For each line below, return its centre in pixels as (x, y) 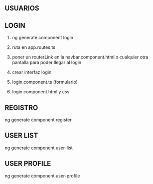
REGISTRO (21, 108)
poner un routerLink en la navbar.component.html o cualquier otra (80, 57)
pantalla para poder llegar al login (47, 63)
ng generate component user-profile (42, 175)
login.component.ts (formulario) (45, 82)
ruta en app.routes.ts (34, 47)
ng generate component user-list (39, 148)
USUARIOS (22, 8)
